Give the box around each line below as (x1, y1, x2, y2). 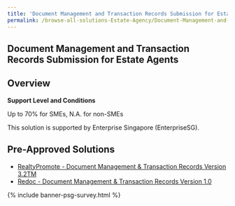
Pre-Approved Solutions (7, 144, 115, 156)
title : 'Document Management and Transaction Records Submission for (7, 10, 215, 18)
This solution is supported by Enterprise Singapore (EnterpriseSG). (7, 123, 199, 132)
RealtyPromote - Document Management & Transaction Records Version (17, 162, 227, 170)
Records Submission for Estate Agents (7, 53, 179, 65)
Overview (7, 78, 51, 90)
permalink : (7, 17, 39, 24)
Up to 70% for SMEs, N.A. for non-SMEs (7, 109, 124, 118)
